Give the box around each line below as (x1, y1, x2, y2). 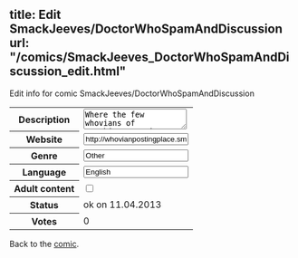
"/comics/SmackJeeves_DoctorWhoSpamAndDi (9, 50, 290, 65)
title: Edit (9, 7, 62, 23)
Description (18, 113, 71, 126)
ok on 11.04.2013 (82, 198, 162, 211)
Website (25, 133, 63, 146)
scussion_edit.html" (9, 63, 127, 80)
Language (22, 167, 66, 179)
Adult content (14, 183, 75, 196)
